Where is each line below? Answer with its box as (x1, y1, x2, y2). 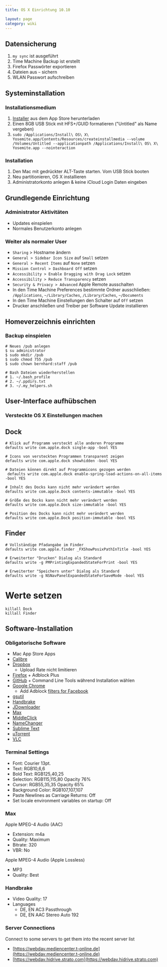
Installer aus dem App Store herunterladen (12, 115, 100, 121)
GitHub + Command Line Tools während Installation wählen (12, 677, 135, 683)
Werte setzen (5, 589, 62, 601)
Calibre (12, 656, 27, 662)
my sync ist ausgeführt (12, 53, 58, 59)
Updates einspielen (12, 220, 52, 226)
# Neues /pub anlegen (5, 343, 50, 349)
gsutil (12, 693, 24, 699)
